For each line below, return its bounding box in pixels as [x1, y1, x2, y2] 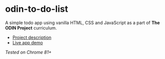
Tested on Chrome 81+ [5, 49, 52, 55]
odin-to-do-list [5, 3, 69, 15]
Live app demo [12, 39, 43, 45]
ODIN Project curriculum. [5, 25, 57, 30]
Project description [12, 34, 52, 40]
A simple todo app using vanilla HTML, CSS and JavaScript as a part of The [5, 20, 160, 26]
